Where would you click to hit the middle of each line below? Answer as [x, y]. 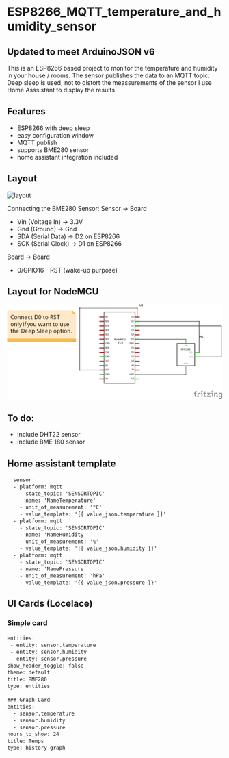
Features [26, 111]
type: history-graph [37, 748]
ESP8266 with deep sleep [53, 128]
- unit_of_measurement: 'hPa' [63, 576]
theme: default [29, 672]
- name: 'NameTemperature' [58, 501]
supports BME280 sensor [53, 150]
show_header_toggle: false [45, 666]
